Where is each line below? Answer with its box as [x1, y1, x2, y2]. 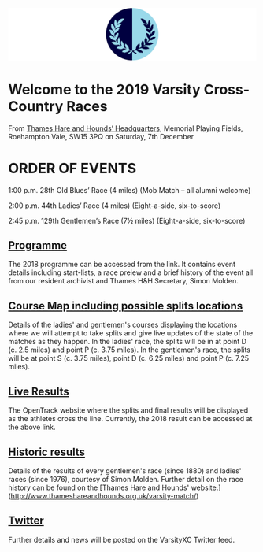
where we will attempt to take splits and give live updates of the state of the [8, 328, 254, 338]
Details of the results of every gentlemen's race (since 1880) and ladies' [8, 465, 242, 476]
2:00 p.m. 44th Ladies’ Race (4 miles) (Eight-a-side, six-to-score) [8, 201, 221, 210]
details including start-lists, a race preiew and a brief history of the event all [8, 268, 254, 277]
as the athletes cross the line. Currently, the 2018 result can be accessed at [8, 414, 253, 424]
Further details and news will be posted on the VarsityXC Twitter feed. [8, 535, 235, 544]
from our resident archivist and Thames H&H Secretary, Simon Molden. [8, 276, 239, 286]
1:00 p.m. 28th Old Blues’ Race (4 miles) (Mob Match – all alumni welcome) [8, 185, 251, 194]
